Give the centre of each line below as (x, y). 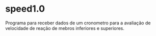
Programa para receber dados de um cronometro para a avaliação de (78, 23)
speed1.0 (25, 9)
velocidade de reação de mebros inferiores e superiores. (65, 28)
